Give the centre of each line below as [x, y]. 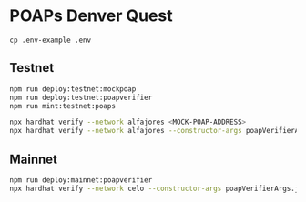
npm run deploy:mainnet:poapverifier [81, 180]
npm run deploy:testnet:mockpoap [73, 89]
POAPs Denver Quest [91, 16]
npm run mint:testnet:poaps [63, 106]
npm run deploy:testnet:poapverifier [81, 97]
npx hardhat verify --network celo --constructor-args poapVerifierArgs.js [156, 188]
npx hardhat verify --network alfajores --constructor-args [126, 131]
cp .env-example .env [51, 40]
